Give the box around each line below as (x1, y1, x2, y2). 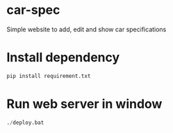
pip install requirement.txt (6, 72, 91, 79)
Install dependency (6, 49, 120, 65)
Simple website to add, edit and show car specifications (6, 25, 167, 33)
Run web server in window (6, 96, 163, 111)
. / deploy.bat (6, 119, 44, 126)
